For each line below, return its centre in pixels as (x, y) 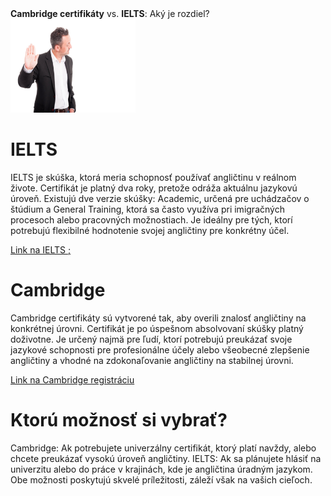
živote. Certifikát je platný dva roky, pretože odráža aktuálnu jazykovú (154, 188)
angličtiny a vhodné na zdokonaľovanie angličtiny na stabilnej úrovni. (152, 360)
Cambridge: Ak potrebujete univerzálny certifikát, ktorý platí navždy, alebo (163, 448)
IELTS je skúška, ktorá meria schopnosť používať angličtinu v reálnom (153, 177)
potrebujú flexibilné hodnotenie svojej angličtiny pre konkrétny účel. (150, 230)
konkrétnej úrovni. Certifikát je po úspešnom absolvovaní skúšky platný (157, 328)
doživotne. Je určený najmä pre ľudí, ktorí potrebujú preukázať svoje (151, 339)
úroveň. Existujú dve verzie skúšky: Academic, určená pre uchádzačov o (160, 198)
